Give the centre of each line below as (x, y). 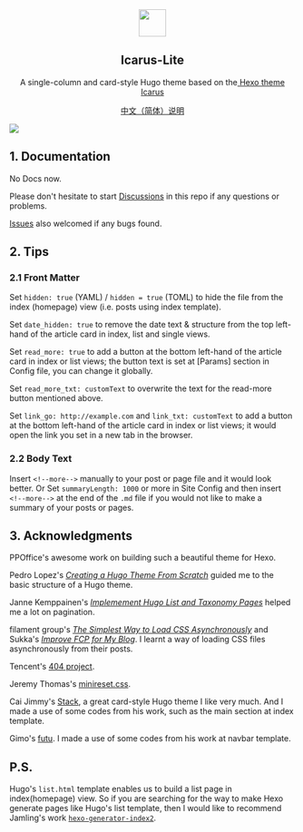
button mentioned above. (56, 398)
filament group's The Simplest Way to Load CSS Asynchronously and (139, 630)
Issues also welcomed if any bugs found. (86, 223)
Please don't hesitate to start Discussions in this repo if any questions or (144, 196)
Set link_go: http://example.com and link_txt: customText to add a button (151, 416)
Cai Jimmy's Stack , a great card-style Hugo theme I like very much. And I (147, 701)
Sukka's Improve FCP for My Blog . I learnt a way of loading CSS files (137, 640)
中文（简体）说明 (152, 110)
